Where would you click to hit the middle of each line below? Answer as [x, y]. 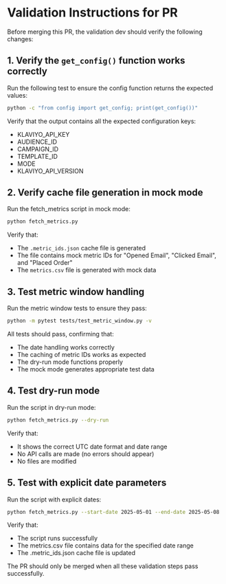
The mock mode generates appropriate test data [86, 369]
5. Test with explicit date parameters [87, 483]
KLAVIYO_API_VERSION [50, 171]
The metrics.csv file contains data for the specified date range [105, 545]
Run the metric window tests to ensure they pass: [77, 308]
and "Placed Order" [45, 263]
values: [17, 95]
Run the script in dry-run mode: [52, 407]
